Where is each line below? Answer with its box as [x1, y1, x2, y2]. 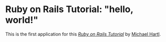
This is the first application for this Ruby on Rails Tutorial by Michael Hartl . [5, 31, 161, 37]
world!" [5, 14, 38, 26]
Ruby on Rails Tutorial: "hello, [5, 4, 134, 15]
